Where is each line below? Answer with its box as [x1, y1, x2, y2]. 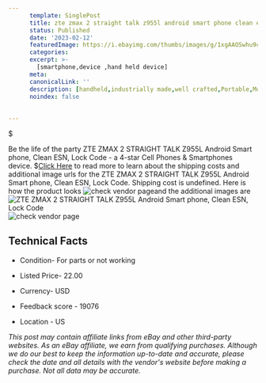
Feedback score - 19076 [19, 301, 100, 311]
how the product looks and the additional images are [8, 187, 251, 195]
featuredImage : [28, 41, 80, 49]
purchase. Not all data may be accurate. [8, 366, 141, 375]
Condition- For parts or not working [19, 255, 136, 265]
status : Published [28, 26, 90, 34]
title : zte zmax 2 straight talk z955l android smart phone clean [28, 19, 253, 27]
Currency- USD [19, 286, 70, 295]
